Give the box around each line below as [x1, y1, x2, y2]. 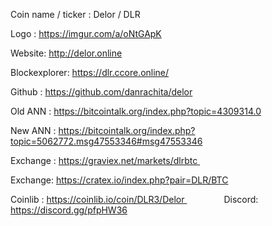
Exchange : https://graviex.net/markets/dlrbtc [10, 155, 198, 166]
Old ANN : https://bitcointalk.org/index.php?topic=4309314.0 [10, 105, 262, 117]
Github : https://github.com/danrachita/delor [10, 86, 193, 98]
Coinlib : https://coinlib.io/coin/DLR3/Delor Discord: [10, 194, 259, 205]
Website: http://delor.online [10, 47, 123, 59]
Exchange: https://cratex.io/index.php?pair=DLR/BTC [10, 174, 229, 186]
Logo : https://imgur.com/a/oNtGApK [10, 28, 162, 39]
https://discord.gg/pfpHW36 [10, 204, 128, 216]
